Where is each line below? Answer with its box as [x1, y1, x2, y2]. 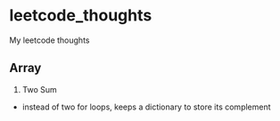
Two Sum [21, 84, 58, 94]
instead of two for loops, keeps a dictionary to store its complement [21, 101, 271, 112]
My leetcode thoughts [9, 35, 90, 45]
